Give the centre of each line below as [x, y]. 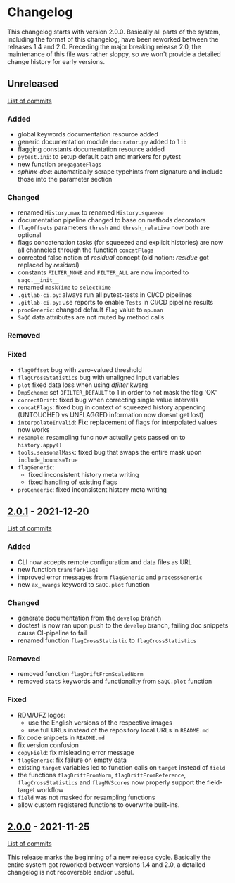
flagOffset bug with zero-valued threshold [80, 369]
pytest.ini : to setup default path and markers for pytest [99, 157]
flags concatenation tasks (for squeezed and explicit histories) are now [120, 243]
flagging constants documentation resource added [91, 149]
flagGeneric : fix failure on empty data [72, 760]
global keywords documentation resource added [88, 134]
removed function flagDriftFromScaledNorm [80, 674]
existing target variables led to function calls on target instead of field [121, 767]
